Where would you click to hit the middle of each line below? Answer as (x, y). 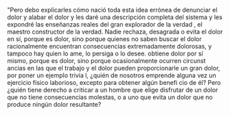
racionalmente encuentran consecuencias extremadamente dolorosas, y (110, 46)
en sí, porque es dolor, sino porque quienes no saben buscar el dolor (104, 39)
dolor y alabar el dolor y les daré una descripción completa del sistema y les (115, 17)
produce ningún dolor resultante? (54, 104)
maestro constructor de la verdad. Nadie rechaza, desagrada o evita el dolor (115, 31)
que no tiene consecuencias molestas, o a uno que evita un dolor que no (110, 97)
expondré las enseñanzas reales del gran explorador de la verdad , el (105, 24)
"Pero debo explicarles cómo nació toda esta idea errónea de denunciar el (112, 10)
